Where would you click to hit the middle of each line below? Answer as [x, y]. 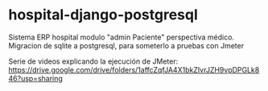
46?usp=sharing [35, 78]
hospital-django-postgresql [103, 15]
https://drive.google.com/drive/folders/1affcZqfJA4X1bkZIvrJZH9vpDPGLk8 [134, 69]
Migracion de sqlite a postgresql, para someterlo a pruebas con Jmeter [126, 45]
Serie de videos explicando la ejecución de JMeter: [93, 61]
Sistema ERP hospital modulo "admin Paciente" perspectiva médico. [122, 37]
